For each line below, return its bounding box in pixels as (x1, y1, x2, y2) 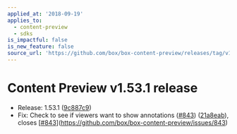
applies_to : (7, 17, 42, 24)
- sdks (13, 30, 33, 37)
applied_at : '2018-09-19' (7, 10, 83, 18)
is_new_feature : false (7, 43, 74, 50)
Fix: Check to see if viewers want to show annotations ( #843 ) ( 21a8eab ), (17, 111, 229, 119)
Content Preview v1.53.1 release (7, 80, 198, 96)
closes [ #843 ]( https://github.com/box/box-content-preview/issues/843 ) (17, 118, 228, 127)
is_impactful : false (7, 37, 68, 44)
